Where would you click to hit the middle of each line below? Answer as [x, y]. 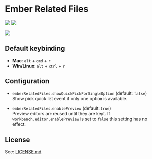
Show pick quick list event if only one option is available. [70, 98]
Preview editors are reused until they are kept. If [61, 113]
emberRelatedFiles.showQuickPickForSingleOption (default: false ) [79, 93]
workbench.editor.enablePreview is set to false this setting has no [80, 119]
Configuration [27, 81]
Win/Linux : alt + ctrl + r [39, 66]
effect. [19, 124]
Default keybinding [35, 48]
